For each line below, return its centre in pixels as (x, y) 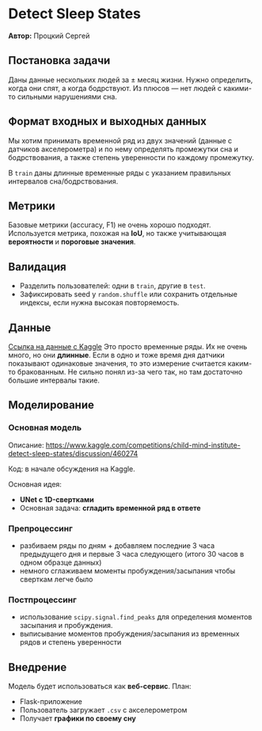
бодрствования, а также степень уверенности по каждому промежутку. (131, 157)
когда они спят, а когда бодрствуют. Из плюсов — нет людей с (115, 88)
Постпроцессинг (42, 600)
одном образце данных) (61, 562)
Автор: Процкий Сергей (49, 36)
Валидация (37, 267)
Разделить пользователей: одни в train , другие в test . (112, 286)
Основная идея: (35, 484)
